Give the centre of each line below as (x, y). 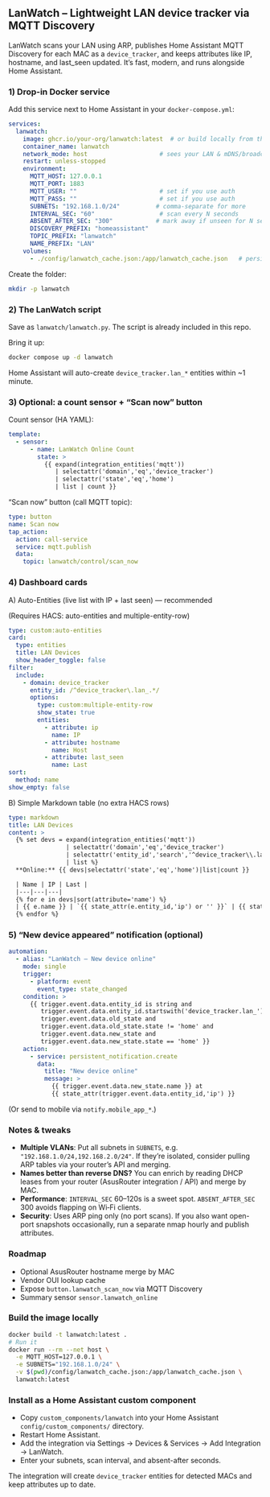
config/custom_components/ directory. (82, 1426)
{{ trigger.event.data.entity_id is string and (111, 1004)
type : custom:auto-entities (55, 630)
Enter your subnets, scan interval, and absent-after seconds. (120, 1461)
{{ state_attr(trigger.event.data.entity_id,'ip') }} (143, 1094)
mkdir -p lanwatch (39, 289)
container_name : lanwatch (66, 146)
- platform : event (60, 981)
